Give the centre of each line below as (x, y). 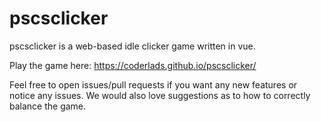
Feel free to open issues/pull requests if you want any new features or (153, 84)
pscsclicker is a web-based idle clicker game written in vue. (132, 46)
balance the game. (48, 106)
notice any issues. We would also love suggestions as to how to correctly (160, 95)
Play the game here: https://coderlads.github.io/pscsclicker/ (133, 65)
